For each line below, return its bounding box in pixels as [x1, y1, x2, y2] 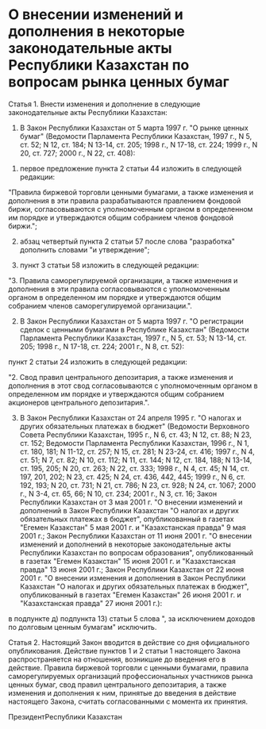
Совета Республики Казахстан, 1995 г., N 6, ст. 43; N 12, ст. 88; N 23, [19, 430, 252, 439]
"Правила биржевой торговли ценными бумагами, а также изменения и [8, 187, 254, 197]
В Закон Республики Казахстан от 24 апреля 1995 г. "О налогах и [19, 412, 242, 422]
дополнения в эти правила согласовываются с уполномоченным [8, 284, 230, 294]
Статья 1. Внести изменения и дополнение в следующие [8, 99, 201, 109]
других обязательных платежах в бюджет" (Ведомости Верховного [19, 421, 250, 431]
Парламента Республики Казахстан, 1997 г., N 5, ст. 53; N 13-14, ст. [19, 333, 247, 343]
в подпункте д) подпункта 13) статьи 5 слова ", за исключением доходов [8, 613, 256, 623]
